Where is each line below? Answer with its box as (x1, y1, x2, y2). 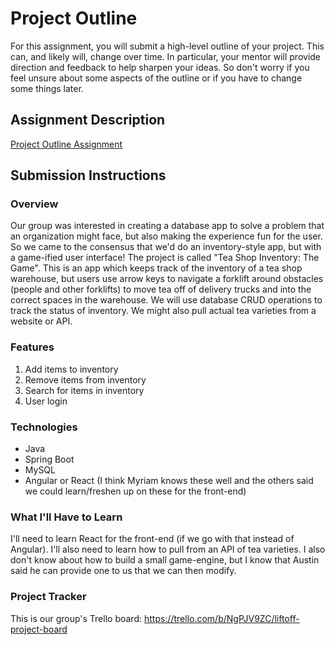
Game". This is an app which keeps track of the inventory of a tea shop (10, 262, 303, 274)
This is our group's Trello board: (10, 612, 142, 624)
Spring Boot (24, 453, 75, 466)
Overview (10, 197, 59, 211)
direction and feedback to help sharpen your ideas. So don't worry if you (10, 61, 310, 73)
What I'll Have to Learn (10, 510, 123, 524)
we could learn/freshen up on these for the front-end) (24, 485, 247, 497)
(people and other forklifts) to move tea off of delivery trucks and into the (10, 283, 312, 296)
